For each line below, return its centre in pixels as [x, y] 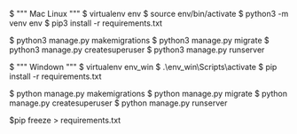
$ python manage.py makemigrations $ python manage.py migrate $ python [148, 94]
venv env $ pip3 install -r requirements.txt [86, 23]
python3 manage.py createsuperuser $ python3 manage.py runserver [137, 50]
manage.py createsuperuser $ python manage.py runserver [118, 103]
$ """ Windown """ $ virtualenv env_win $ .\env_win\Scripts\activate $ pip [143, 67]
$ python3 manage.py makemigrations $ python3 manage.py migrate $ [139, 40]
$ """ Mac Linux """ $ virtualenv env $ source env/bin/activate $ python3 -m [149, 14]
